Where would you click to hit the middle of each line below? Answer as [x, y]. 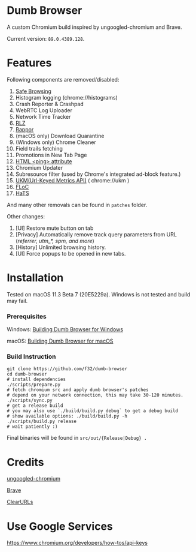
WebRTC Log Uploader [44, 110]
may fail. [17, 301]
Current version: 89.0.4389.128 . [46, 38]
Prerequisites [27, 316]
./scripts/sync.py [30, 400]
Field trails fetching [39, 148]
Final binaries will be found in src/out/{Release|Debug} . [77, 438]
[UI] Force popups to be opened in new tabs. [71, 253]
